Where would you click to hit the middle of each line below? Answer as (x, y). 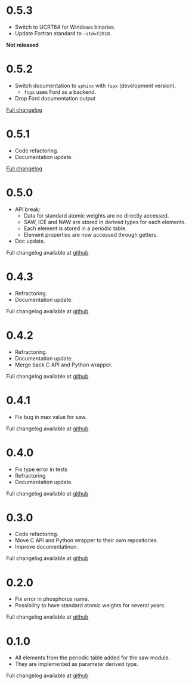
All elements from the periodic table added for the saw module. (92, 658)
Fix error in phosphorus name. (52, 599)
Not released (22, 45)
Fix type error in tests (41, 469)
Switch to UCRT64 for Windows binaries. (65, 27)
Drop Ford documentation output (55, 98)
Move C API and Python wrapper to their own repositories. (86, 540)
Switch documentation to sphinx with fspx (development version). (95, 85)
